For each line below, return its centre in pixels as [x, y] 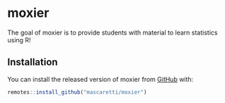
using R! [19, 40]
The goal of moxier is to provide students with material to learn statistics [112, 32]
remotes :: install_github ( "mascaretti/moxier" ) [77, 92]
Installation [33, 62]
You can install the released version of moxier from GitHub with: [100, 79]
